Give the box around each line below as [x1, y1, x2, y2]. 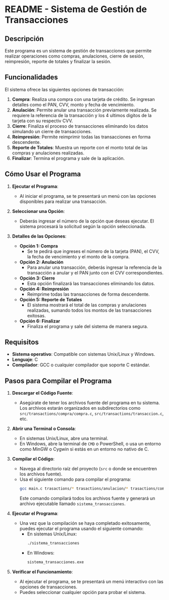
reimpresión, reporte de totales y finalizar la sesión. [5, 59, 111, 64]
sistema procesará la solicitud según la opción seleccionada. [19, 223, 146, 229]
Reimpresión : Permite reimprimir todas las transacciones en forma [12, 134, 151, 140]
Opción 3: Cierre [19, 275, 55, 281]
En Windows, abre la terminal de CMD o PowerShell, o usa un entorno [19, 441, 161, 447]
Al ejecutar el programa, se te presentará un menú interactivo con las [19, 578, 163, 584]
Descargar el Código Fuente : [12, 390, 74, 396]
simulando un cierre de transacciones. [12, 128, 92, 134]
